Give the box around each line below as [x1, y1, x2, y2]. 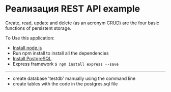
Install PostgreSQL [12, 55, 52, 61]
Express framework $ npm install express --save [12, 61, 119, 67]
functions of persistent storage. [5, 25, 71, 31]
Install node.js [12, 44, 42, 51]
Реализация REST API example [5, 3, 140, 15]
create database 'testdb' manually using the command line [12, 75, 136, 81]
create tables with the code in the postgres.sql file [12, 80, 118, 86]
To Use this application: [5, 35, 55, 41]
